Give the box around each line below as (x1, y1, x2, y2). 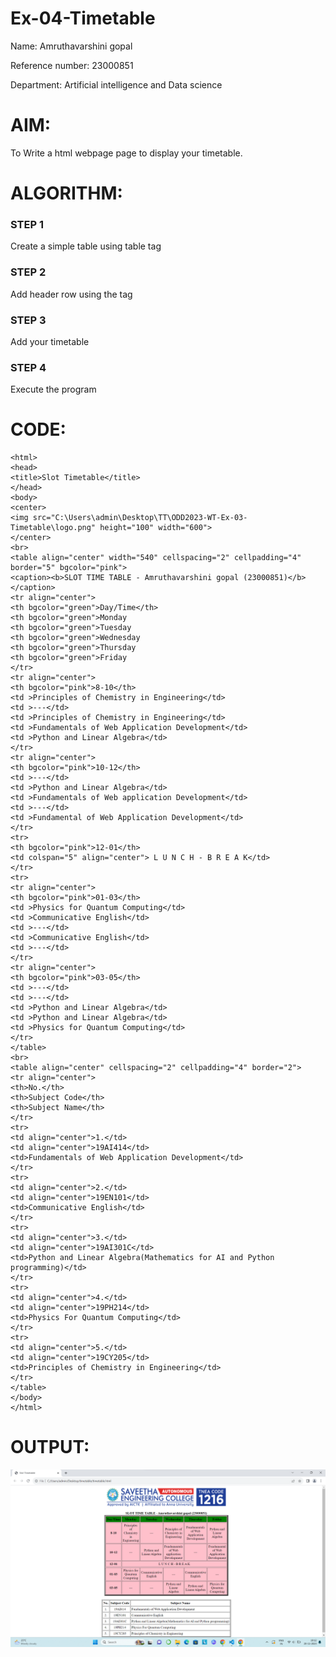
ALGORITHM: (10, 182, 123, 205)
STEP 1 (10, 217, 44, 231)
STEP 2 (10, 265, 47, 279)
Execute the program (10, 383, 97, 396)
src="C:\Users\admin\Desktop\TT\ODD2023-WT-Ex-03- (32, 513, 248, 523)
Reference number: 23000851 (10, 59, 134, 71)
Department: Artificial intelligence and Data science (10, 78, 223, 91)
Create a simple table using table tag (10, 240, 162, 252)
